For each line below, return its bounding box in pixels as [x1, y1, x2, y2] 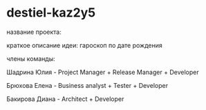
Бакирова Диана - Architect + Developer [6, 95, 124, 103]
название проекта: [6, 28, 62, 36]
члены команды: [6, 54, 56, 63]
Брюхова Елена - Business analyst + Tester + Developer [6, 81, 169, 89]
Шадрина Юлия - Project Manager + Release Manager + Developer [6, 68, 199, 76]
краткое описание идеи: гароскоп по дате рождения [6, 41, 163, 49]
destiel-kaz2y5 [6, 5, 96, 21]
